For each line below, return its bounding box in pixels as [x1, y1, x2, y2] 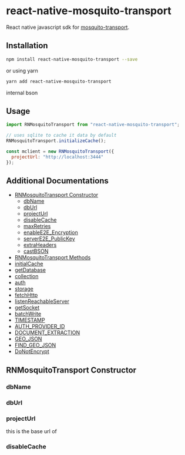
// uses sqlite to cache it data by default [6, 133, 117, 139]
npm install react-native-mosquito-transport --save [6, 56, 138, 62]
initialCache [14, 261, 43, 268]
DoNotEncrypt [14, 348, 50, 355]
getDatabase [14, 266, 46, 273]
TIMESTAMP [14, 316, 45, 324]
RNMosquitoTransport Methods [14, 254, 91, 261]
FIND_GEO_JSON [14, 342, 56, 349]
